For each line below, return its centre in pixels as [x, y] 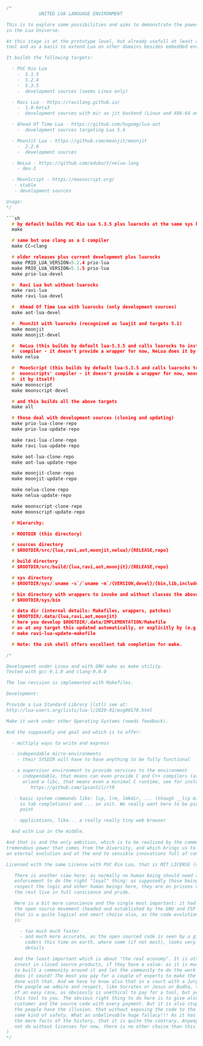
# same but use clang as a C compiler [61, 241]
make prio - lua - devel [37, 274]
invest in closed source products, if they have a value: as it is [101, 964]
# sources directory [37, 545]
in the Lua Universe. [34, 30]
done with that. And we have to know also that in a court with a [100, 981]
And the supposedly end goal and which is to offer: [74, 732]
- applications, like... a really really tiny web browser [90, 821]
